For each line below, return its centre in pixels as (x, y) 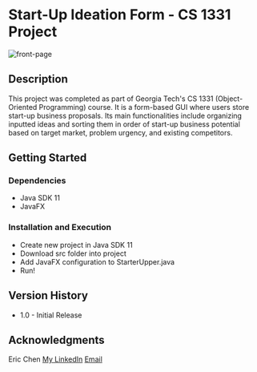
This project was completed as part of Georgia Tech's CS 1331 (111, 99)
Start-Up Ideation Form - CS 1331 (120, 15)
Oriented (23, 107)
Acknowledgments (57, 340)
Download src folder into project (73, 253)
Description (38, 79)
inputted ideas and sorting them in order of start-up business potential (124, 124)
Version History (48, 295)
